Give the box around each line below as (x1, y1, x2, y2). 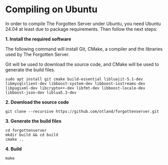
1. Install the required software (5, 36, 72, 42)
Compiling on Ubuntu (5, 4, 98, 15)
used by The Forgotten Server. (5, 51, 70, 57)
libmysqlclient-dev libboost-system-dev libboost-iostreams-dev (5, 81, 145, 86)
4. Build (5, 146, 22, 152)
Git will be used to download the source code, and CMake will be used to (5, 61, 159, 67)
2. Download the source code (5, 99, 69, 105)
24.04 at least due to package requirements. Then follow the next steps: (5, 26, 158, 32)
